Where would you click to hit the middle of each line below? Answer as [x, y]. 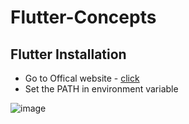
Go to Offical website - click [82, 78]
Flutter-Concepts [83, 17]
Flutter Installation [68, 54]
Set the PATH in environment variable [101, 89]
